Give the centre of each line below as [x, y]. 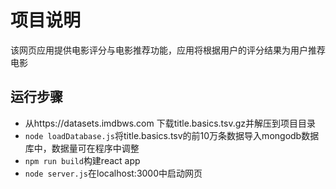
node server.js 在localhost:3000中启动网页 [113, 173]
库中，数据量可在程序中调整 [82, 148]
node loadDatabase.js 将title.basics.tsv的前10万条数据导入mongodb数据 [172, 135]
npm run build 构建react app [82, 160]
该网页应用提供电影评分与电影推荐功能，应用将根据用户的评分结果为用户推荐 [168, 50]
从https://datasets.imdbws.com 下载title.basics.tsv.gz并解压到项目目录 [170, 123]
